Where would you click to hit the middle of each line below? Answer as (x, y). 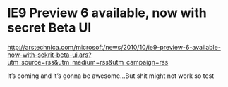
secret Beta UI (49, 28)
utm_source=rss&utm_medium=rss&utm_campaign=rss (88, 62)
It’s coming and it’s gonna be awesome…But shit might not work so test (111, 76)
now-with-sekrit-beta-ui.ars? (49, 55)
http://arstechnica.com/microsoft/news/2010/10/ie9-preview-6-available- (114, 47)
